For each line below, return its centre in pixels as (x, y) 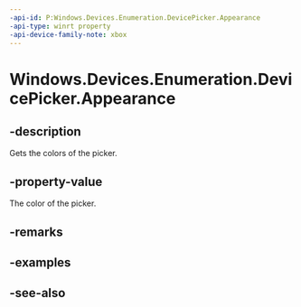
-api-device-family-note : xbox (68, 34)
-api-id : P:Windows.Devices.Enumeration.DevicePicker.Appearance (135, 18)
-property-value (56, 181)
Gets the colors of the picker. (63, 153)
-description (45, 131)
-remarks (36, 232)
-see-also (38, 293)
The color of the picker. (53, 203)
